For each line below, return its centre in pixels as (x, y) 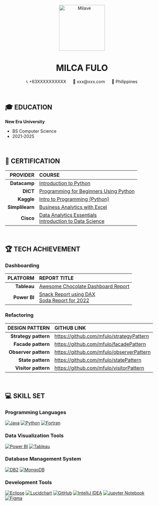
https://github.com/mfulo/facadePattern (100, 344)
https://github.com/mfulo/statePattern (98, 360)
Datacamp (22, 183)
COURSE (49, 175)
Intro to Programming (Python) (74, 199)
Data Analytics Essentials (68, 215)
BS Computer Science (34, 131)
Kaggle (26, 199)
